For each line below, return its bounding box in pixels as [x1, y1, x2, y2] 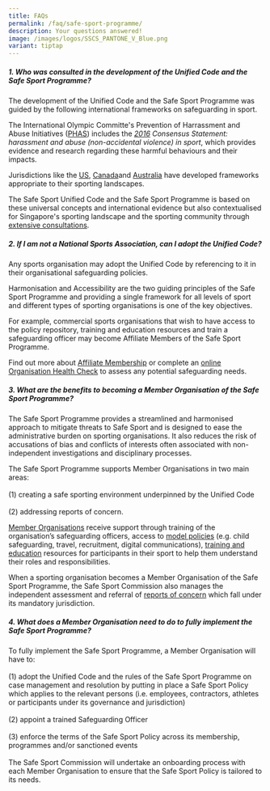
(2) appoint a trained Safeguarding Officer [8, 715, 148, 724]
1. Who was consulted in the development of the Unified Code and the [8, 66, 248, 77]
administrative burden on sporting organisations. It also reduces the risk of [8, 431, 257, 441]
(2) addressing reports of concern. [8, 507, 124, 517]
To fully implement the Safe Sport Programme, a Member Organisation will [8, 646, 256, 655]
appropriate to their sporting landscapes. [8, 179, 145, 188]
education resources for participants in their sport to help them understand [8, 548, 259, 558]
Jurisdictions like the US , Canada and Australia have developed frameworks [8, 171, 259, 180]
